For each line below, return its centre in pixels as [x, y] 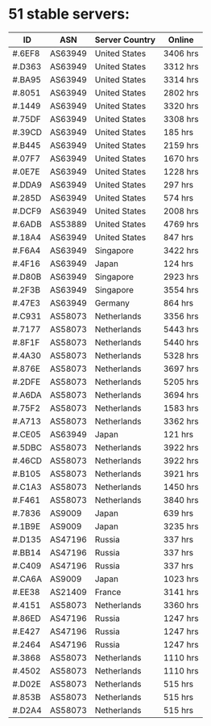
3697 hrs [181, 369]
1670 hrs [181, 158]
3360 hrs [181, 605]
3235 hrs [181, 526]
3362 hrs [181, 421]
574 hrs [178, 197]
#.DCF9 [27, 211]
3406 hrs [181, 53]
